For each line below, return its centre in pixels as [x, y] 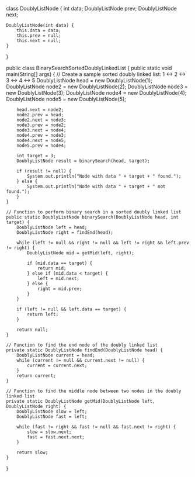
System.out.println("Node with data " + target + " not [96, 186]
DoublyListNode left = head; [52, 227]
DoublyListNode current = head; [56, 355]
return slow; [32, 452]
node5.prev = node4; [41, 146]
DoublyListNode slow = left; [52, 412]
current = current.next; [57, 365]
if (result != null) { [44, 171]
